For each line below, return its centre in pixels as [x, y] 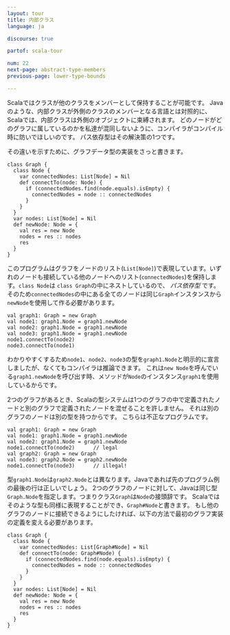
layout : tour [26, 13]
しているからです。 [34, 384]
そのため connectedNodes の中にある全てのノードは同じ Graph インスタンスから [114, 294]
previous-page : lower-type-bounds [57, 76]
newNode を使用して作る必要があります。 [63, 302]
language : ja [26, 26]
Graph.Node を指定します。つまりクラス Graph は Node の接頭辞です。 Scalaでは [114, 496]
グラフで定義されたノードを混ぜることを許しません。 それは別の [128, 408]
